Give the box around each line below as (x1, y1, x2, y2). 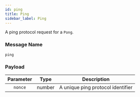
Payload (5, 63, 25, 70)
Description (82, 76, 110, 83)
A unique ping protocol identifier (59, 84, 133, 91)
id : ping (5, 7, 23, 12)
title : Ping (5, 12, 29, 16)
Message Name (5, 42, 43, 48)
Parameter (7, 76, 32, 83)
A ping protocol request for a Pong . (5, 29, 74, 35)
